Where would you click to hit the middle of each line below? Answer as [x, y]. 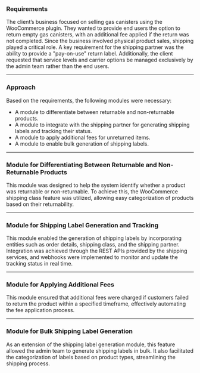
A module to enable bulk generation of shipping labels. [82, 144]
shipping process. [28, 363]
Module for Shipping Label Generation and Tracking [82, 225]
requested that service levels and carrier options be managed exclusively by [100, 60]
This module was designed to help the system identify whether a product [96, 185]
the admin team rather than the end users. [58, 66]
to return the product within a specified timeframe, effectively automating [96, 304]
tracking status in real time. [40, 264]
